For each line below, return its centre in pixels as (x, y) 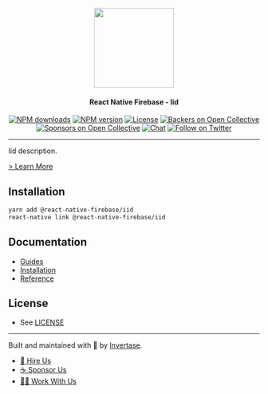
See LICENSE (42, 322)
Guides (32, 261)
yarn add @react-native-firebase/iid (71, 210)
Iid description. (33, 151)
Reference (37, 278)
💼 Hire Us (35, 361)
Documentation (48, 242)
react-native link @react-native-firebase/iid (87, 217)
